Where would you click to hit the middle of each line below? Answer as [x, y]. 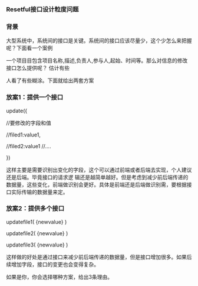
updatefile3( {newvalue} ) [37, 245]
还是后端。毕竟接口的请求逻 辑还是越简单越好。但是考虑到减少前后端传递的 [97, 177]
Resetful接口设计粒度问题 [42, 9]
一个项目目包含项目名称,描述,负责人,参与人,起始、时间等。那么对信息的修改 [97, 61]
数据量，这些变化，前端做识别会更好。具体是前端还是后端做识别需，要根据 [96, 184]
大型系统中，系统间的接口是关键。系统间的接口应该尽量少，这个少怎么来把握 [99, 41]
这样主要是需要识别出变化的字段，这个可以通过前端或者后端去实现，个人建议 [99, 170]
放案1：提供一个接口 [35, 97]
